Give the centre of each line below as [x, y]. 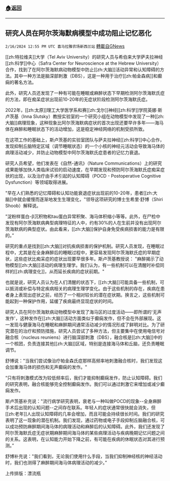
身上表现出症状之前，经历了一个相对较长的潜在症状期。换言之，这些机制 [85, 295]
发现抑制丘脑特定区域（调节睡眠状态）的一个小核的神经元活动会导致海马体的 [85, 146]
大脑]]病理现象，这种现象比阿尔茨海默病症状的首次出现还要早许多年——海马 [84, 123]
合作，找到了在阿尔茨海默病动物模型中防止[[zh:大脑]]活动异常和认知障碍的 [83, 70]
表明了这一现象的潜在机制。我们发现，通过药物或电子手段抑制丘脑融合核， [83, 420]
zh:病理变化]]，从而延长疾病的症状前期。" [61, 271]
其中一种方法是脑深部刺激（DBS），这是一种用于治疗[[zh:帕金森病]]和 [86, 76]
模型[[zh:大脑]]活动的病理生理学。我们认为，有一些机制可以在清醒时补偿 [85, 265]
